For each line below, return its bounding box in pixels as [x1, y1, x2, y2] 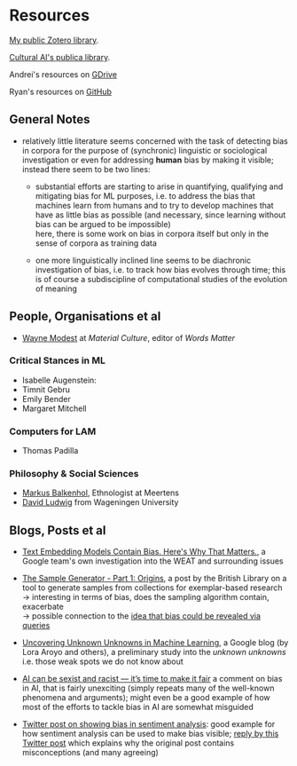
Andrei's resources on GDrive [9, 68, 118, 80]
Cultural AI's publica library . [9, 51, 111, 62]
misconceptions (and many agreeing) [21, 747, 160, 758]
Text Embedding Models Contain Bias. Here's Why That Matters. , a [21, 547, 266, 557]
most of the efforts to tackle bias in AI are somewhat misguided [21, 702, 254, 713]
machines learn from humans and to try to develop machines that [35, 200, 274, 210]
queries [21, 620, 51, 631]
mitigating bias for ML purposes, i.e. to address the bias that [35, 190, 255, 201]
